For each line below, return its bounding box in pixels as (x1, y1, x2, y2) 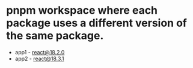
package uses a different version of (6, 16, 188, 30)
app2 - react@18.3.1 (14, 55, 64, 62)
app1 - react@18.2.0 (14, 48, 65, 55)
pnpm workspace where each (6, 4, 158, 17)
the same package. (6, 29, 104, 42)
